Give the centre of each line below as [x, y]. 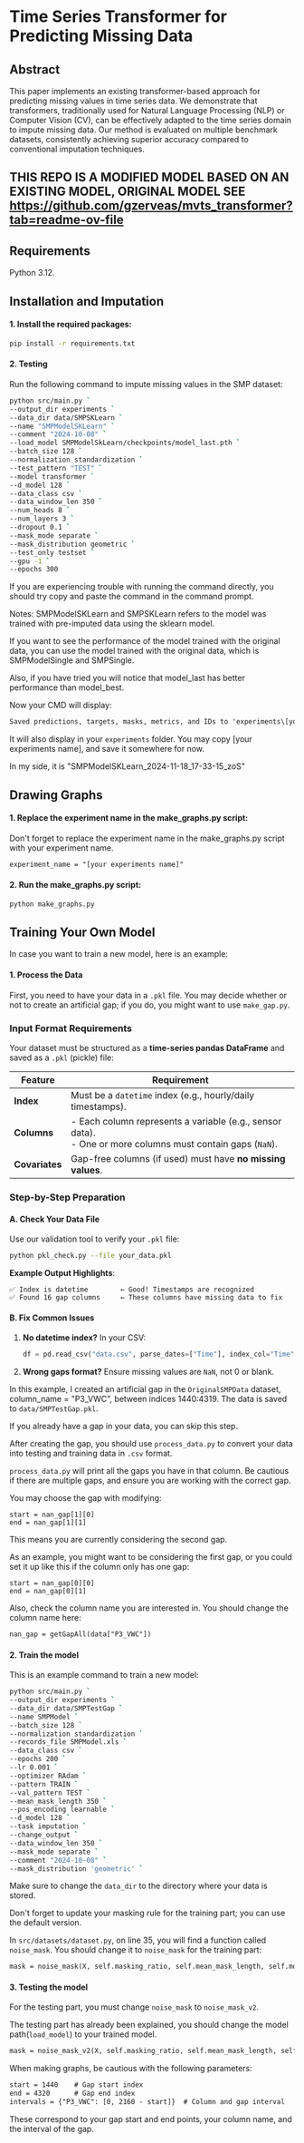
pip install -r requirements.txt [72, 343]
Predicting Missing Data [101, 36]
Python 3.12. [32, 273]
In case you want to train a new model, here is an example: [119, 954]
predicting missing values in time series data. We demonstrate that [133, 101]
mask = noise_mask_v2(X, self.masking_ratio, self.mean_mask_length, [143, 2051]
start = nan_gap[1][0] [52, 1515]
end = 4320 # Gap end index [72, 2094]
